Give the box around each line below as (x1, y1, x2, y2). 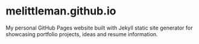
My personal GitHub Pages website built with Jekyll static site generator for (5, 24, 193, 31)
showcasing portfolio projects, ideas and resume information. (5, 30, 158, 37)
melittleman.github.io (5, 4, 116, 18)
